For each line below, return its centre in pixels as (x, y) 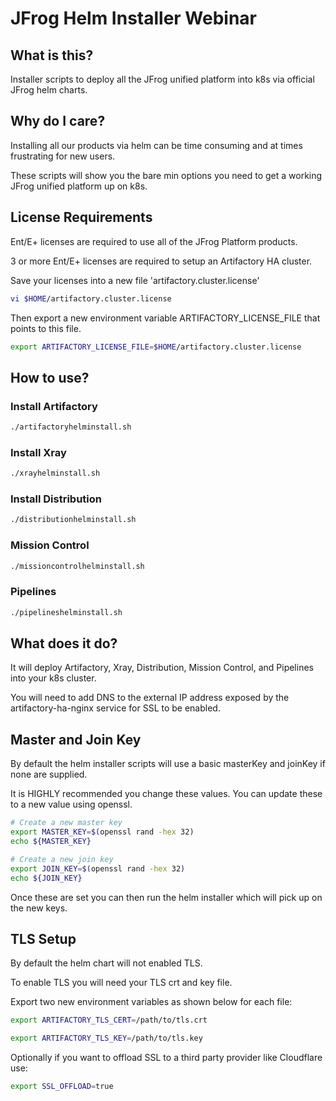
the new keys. (39, 908)
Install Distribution (56, 499)
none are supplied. (49, 774)
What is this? (52, 55)
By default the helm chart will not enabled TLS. (106, 963)
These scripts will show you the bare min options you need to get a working (166, 175)
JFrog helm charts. (49, 90)
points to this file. (46, 328)
